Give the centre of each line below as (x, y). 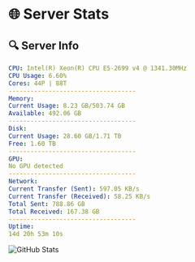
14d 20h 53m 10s (36, 234)
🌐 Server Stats (59, 14)
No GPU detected (36, 166)
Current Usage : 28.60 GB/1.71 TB (65, 136)
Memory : (22, 98)
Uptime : (22, 227)
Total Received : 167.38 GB (54, 212)
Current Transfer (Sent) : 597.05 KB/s (74, 189)
